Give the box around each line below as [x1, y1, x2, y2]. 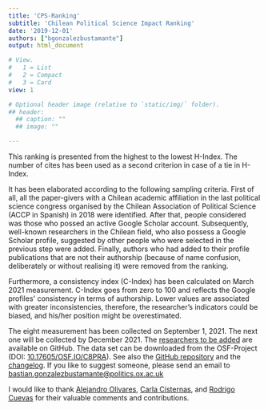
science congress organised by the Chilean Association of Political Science [8, 201, 257, 211]
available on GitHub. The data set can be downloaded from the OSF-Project [8, 343, 258, 353]
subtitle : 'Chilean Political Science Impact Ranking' [8, 19, 195, 27]
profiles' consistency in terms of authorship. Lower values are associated [8, 294, 250, 303]
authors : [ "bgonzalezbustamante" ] [8, 34, 124, 43]
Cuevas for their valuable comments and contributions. [8, 393, 190, 402]
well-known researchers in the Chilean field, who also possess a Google [8, 227, 246, 237]
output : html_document [8, 42, 84, 50]
